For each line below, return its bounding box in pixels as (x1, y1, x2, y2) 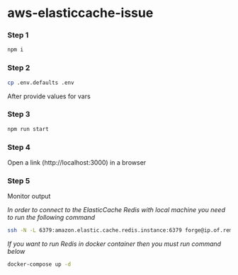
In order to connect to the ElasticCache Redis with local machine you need (7, 206, 225, 214)
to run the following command (7, 213, 96, 222)
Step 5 (7, 175, 30, 185)
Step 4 (7, 142, 30, 152)
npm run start (7, 125, 50, 132)
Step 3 (7, 110, 30, 119)
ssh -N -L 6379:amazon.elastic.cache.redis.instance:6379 (7, 227, 182, 234)
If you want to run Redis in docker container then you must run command (7, 240, 222, 248)
